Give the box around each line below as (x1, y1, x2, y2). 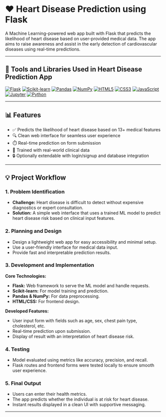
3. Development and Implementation (5, 261, 95, 268)
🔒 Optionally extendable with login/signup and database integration (12, 153, 149, 158)
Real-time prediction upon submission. (12, 328, 91, 334)
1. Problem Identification (5, 188, 65, 195)
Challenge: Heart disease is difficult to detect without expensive (12, 200, 144, 206)
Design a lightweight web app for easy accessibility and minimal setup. (12, 239, 157, 245)
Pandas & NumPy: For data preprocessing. (12, 293, 100, 299)
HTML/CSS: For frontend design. (12, 298, 80, 304)
